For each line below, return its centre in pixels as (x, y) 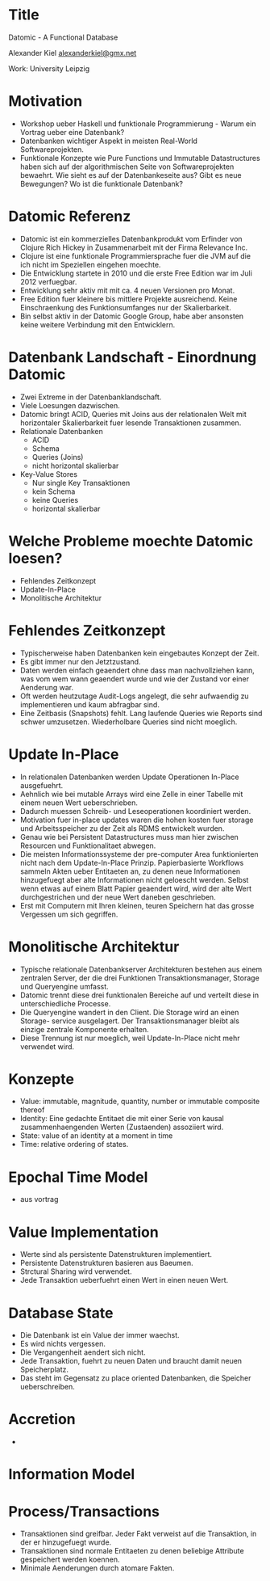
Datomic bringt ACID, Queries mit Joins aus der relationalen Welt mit (133, 414)
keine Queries (55, 500)
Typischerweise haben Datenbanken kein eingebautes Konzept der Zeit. (139, 653)
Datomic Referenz (70, 217)
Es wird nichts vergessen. (63, 1344)
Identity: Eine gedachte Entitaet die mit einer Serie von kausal (122, 1119)
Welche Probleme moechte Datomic (131, 541)
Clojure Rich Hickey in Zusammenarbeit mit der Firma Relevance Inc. (134, 247)
